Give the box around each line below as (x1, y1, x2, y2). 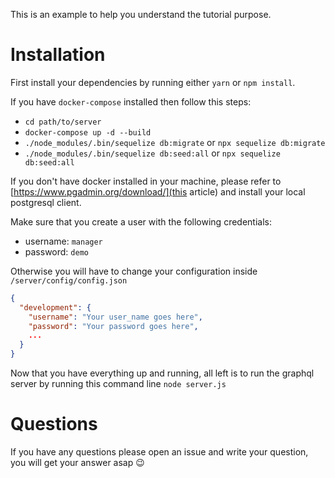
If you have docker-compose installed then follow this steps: (10, 95, 252, 108)
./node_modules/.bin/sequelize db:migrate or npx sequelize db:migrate (24, 136, 326, 148)
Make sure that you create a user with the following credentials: (10, 215, 272, 228)
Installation (10, 44, 106, 66)
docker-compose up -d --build (24, 127, 152, 138)
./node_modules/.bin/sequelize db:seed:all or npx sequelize (24, 147, 281, 159)
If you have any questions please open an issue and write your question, (10, 446, 309, 458)
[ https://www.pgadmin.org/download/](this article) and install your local (10, 185, 306, 198)
